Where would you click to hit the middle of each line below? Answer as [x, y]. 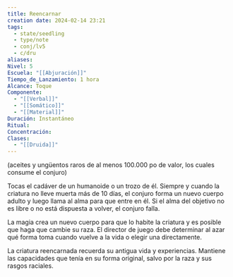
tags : [15, 27]
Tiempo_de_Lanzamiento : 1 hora [53, 79]
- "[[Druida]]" [36, 145]
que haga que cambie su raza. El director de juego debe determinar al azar [116, 230]
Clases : [19, 138]
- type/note [31, 40]
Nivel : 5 [20, 66]
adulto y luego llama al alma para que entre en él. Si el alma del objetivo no [116, 201]
